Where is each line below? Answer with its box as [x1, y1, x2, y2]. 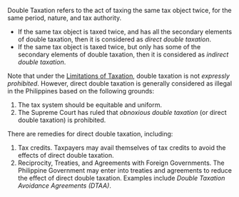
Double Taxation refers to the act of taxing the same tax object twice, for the [7, 6, 232, 14]
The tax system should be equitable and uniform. [17, 101, 163, 109]
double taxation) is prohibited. [17, 116, 106, 124]
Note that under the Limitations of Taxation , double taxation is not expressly [7, 71, 230, 80]
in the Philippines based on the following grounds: [7, 87, 155, 95]
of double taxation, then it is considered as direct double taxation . [17, 35, 212, 44]
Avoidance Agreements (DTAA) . [17, 181, 112, 190]
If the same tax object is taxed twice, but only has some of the [17, 43, 201, 51]
